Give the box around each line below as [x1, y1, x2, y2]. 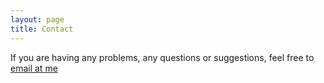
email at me [10, 62, 58, 74]
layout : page [10, 14, 65, 25]
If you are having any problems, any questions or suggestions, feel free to [10, 51, 315, 63]
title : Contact [10, 24, 74, 34]
